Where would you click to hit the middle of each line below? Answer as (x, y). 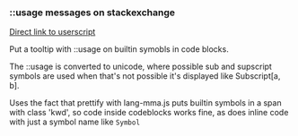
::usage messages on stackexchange (92, 13)
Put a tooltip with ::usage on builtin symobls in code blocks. (119, 49)
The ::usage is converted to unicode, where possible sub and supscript (140, 67)
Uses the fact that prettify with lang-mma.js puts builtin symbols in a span (145, 103)
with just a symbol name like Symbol (75, 122)
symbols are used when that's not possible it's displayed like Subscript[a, (145, 76)
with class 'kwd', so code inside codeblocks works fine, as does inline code (149, 113)
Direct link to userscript (53, 32)
